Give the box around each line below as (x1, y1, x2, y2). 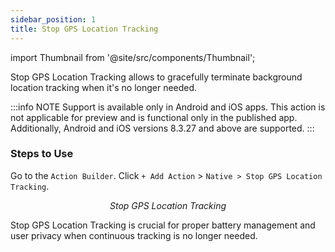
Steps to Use (10, 147, 74, 161)
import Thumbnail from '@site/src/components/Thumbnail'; (10, 51, 256, 63)
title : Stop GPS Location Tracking (10, 24, 159, 34)
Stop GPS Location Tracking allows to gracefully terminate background (10, 71, 303, 83)
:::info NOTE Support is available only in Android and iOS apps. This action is (10, 101, 326, 113)
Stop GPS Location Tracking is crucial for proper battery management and (10, 219, 316, 231)
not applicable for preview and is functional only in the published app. (10, 111, 298, 123)
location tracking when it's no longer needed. (10, 81, 198, 93)
